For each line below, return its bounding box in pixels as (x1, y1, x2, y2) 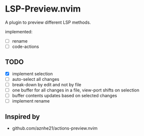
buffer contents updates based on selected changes (12, 93, 117, 99)
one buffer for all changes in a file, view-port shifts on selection (12, 87, 140, 93)
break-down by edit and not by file (12, 82, 82, 88)
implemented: (5, 29, 33, 34)
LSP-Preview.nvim (5, 3, 81, 15)
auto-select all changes (12, 76, 59, 82)
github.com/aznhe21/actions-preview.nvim (12, 125, 98, 131)
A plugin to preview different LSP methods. (5, 19, 91, 25)
